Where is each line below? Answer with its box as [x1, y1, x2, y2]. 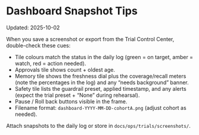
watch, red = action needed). [14, 60, 86, 67]
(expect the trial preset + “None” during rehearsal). [14, 91, 140, 99]
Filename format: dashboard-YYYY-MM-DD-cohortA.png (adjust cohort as [14, 104, 186, 111]
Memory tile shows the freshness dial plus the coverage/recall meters [14, 72, 186, 79]
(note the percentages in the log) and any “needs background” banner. [14, 79, 189, 86]
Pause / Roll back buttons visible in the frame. [14, 97, 128, 105]
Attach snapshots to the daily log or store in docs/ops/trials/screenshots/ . [6, 122, 191, 129]
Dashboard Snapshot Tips [6, 4, 138, 18]
